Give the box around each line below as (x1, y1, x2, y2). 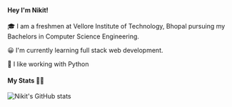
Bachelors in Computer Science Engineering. (7, 32, 139, 41)
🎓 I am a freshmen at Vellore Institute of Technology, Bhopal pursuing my (7, 22, 226, 31)
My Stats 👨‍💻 (7, 76, 44, 85)
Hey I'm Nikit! (7, 6, 49, 14)
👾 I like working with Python (7, 60, 89, 68)
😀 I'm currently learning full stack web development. (7, 46, 163, 55)
